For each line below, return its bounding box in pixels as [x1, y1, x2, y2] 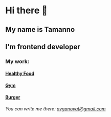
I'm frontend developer [5, 42, 80, 51]
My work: [5, 57, 30, 65]
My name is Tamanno [5, 25, 75, 34]
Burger [5, 94, 20, 100]
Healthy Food [5, 70, 35, 76]
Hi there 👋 [5, 5, 48, 16]
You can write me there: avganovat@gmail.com [5, 106, 106, 112]
